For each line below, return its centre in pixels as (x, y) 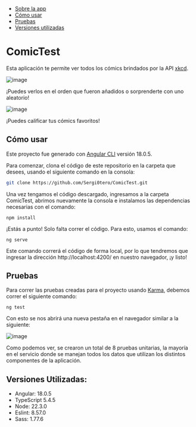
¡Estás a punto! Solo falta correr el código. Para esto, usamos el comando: (97, 228)
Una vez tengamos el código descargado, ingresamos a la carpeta (88, 194)
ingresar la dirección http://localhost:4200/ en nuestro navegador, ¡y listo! (97, 257)
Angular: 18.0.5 (33, 394)
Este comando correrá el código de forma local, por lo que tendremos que (97, 250)
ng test (16, 307)
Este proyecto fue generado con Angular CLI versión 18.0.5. (79, 154)
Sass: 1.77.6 (29, 419)
